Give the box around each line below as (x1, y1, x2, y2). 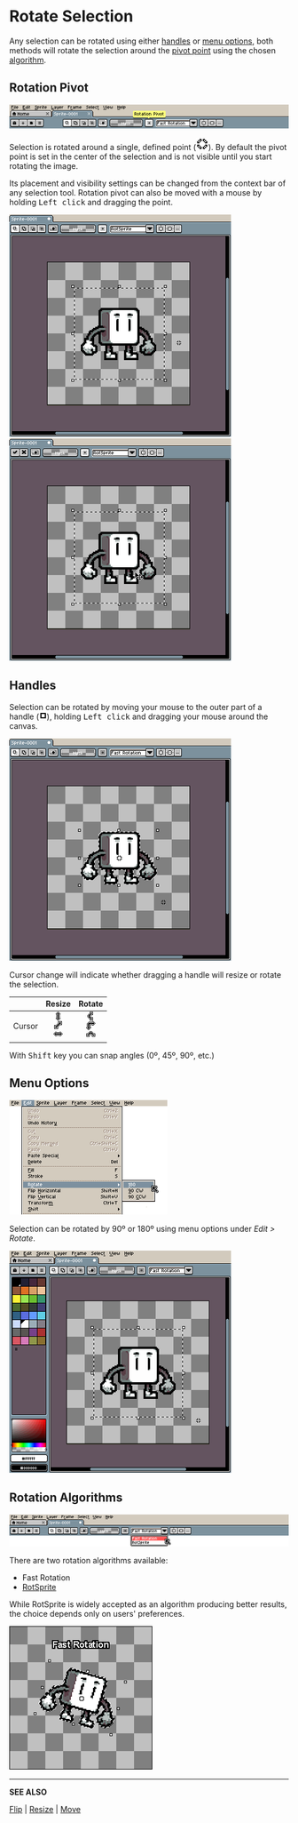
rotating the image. (9, 160, 78, 171)
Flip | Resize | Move (9, 1804, 82, 1815)
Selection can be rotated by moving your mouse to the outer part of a (9, 701, 263, 712)
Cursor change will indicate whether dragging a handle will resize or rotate (9, 969, 282, 979)
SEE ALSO (9, 1787, 47, 1797)
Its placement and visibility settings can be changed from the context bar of (9, 178, 286, 188)
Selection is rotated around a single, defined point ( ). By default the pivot (9, 141, 287, 152)
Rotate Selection (9, 6, 134, 27)
